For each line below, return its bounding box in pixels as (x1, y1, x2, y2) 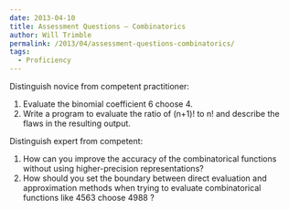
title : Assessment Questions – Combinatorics (9, 22, 186, 31)
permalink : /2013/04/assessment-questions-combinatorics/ (9, 38, 235, 48)
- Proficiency (17, 56, 71, 65)
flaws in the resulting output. (22, 118, 131, 129)
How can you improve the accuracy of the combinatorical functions (22, 153, 277, 164)
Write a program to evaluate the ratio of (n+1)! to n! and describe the (22, 109, 281, 119)
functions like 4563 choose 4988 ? (22, 193, 155, 203)
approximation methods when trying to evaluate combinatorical (22, 183, 262, 193)
